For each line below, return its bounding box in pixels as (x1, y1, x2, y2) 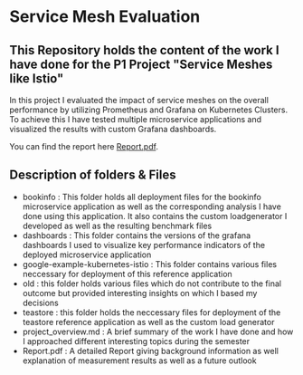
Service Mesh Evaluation (9, 6, 201, 27)
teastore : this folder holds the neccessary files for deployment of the (22, 306, 281, 318)
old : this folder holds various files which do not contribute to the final (22, 278, 282, 289)
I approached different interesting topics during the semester (22, 335, 251, 346)
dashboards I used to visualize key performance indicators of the (22, 239, 265, 250)
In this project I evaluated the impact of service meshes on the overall (9, 95, 270, 105)
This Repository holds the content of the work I (9, 43, 279, 58)
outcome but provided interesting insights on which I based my (22, 287, 258, 298)
